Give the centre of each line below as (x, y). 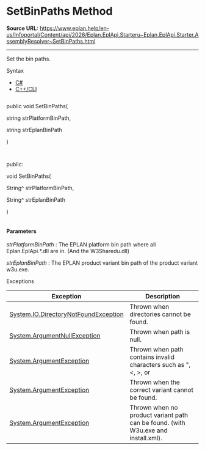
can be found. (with (158, 423)
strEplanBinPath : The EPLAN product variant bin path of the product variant (102, 263)
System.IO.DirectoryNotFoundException (67, 314)
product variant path (159, 415)
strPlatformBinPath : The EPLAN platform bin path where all (81, 245)
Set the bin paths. (28, 59)
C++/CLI (26, 89)
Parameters (21, 231)
